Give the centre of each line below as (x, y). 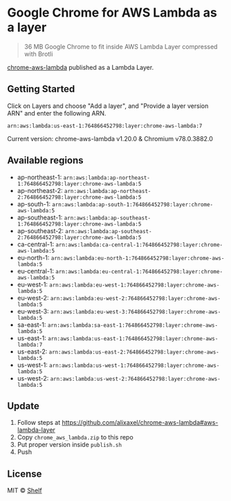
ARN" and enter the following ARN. (57, 113)
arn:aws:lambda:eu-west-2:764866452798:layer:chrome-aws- (136, 298)
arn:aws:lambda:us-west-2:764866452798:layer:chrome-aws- (136, 379)
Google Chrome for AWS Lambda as (112, 13)
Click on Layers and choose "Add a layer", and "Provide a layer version (108, 106)
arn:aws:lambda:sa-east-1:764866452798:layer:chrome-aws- (133, 325)
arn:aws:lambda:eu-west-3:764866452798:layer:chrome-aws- (136, 312)
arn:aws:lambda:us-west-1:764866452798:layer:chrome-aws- (135, 365)
